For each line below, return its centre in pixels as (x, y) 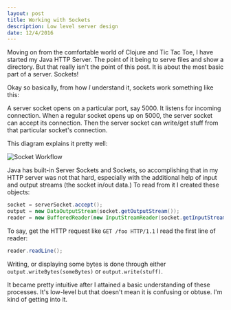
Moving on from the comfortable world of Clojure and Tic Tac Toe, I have (110, 52)
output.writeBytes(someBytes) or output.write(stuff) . (85, 271)
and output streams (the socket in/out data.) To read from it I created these (113, 185)
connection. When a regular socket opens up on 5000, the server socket (110, 116)
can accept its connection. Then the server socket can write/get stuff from (113, 123)
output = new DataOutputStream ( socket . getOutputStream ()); (93, 211)
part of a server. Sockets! (43, 74)
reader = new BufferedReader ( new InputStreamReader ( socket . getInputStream (117, 218)
